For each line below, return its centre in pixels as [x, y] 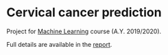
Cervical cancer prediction [84, 13]
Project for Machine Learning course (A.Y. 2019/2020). [84, 31]
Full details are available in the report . [59, 44]
